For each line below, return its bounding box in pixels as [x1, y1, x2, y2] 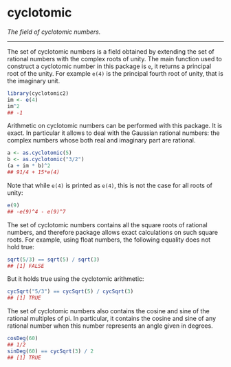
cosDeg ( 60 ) [7, 335, 38, 342]
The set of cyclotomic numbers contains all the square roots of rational [7, 220, 208, 229]
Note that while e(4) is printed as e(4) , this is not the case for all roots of [7, 181, 213, 189]
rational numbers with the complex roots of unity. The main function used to [7, 54, 222, 63]
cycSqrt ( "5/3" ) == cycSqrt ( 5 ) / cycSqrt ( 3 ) [7, 288, 134, 295]
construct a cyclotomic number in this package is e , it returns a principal [7, 62, 212, 70]
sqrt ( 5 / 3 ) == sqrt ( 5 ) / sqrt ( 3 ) [7, 256, 100, 263]
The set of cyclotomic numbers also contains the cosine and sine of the [7, 307, 210, 315]
